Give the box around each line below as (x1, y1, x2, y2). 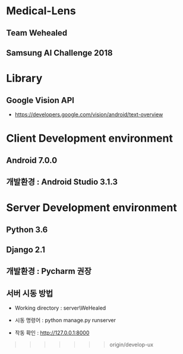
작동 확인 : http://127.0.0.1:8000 (14, 329, 90, 336)
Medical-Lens (6, 4, 76, 18)
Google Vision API (6, 95, 74, 105)
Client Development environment (6, 132, 173, 145)
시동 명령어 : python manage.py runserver (14, 317, 116, 324)
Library (6, 72, 43, 85)
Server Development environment (6, 201, 177, 215)
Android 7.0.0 (6, 155, 58, 165)
